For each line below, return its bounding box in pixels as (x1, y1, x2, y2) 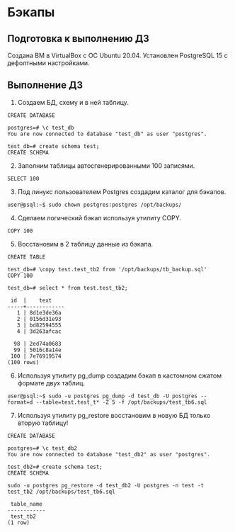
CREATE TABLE (7, 253, 46, 261)
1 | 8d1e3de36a (16, 309, 62, 316)
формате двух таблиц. (17, 378, 85, 387)
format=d (7, 398, 33, 406)
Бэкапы (7, 4, 55, 21)
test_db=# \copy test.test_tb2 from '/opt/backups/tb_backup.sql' (7, 266, 207, 273)
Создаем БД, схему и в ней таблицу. (17, 98, 129, 106)
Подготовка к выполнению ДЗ (7, 33, 150, 45)
